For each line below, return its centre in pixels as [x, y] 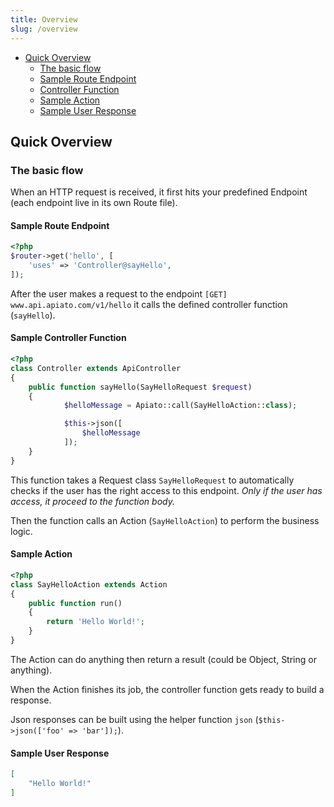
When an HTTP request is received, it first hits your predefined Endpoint [159, 192]
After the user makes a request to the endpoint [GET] [119, 293]
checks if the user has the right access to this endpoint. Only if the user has [166, 490]
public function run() [75, 603]
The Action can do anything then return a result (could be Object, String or [163, 659]
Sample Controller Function [68, 338]
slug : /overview [44, 29]
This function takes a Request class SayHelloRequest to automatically [152, 480]
